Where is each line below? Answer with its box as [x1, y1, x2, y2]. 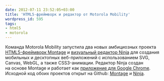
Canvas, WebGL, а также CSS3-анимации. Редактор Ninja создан [5, 60, 144, 66]
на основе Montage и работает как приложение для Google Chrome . [5, 65, 151, 71]
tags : [5, 21, 16, 26]
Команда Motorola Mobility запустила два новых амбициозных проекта [5, 44, 157, 50]
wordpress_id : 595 [5, 16, 43, 21]
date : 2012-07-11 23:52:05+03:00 [5, 7, 75, 12]
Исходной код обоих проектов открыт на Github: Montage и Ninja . [5, 71, 145, 76]
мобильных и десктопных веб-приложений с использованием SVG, [5, 55, 150, 60]
